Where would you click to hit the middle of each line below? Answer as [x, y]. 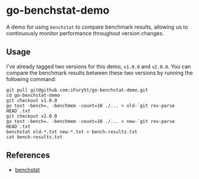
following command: [31, 79]
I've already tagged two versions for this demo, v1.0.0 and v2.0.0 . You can [99, 66]
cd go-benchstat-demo [33, 95]
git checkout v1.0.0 [32, 100]
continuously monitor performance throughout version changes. [85, 33]
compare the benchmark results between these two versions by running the [99, 73]
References [28, 155]
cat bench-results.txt [34, 137]
